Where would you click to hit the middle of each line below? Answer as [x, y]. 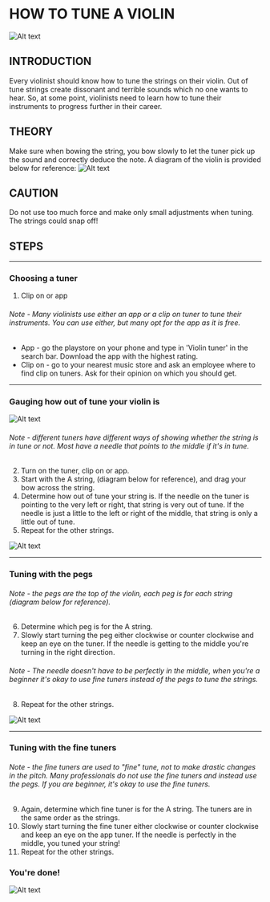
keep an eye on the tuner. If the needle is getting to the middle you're [135, 644]
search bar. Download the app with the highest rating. [109, 356]
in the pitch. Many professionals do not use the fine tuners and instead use [133, 776]
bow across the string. [58, 488]
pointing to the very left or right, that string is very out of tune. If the [133, 505]
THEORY [31, 132]
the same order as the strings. [70, 817]
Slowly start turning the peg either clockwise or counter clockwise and [137, 636]
